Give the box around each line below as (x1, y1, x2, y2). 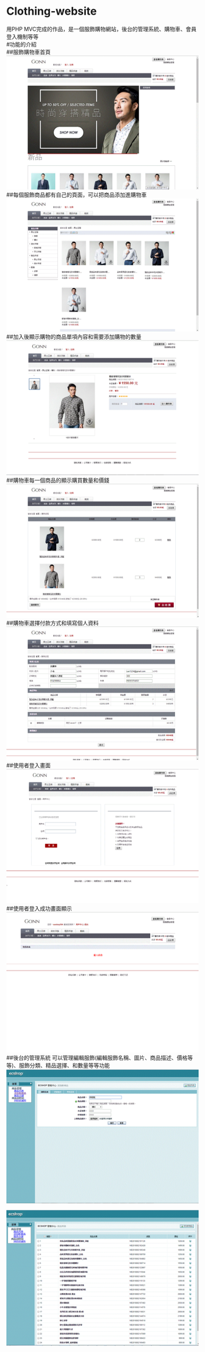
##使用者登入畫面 (6, 762, 51, 769)
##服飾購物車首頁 (6, 48, 51, 56)
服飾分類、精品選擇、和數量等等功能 (19, 1061, 110, 1069)
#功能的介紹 (6, 40, 37, 48)
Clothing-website (6, 4, 97, 18)
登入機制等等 (6, 32, 38, 40)
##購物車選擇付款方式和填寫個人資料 (6, 620, 99, 627)
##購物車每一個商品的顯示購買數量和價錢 (6, 476, 110, 484)
